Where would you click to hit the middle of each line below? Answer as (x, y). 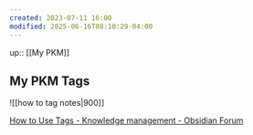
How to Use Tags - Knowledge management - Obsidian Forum (126, 120)
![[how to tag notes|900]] (57, 103)
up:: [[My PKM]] (40, 52)
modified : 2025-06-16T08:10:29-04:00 (81, 26)
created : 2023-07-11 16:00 (61, 18)
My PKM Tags (50, 81)
